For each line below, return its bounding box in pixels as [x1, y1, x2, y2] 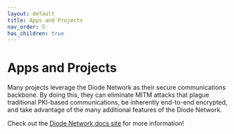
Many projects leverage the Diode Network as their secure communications [7, 83, 226, 92]
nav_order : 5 [7, 23, 46, 30]
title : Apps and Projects [7, 17, 83, 24]
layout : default [7, 10, 55, 18]
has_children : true [7, 29, 65, 37]
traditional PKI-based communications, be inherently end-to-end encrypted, [7, 98, 228, 107]
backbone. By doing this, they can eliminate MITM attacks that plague [7, 91, 209, 99]
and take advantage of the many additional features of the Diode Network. [7, 106, 223, 114]
